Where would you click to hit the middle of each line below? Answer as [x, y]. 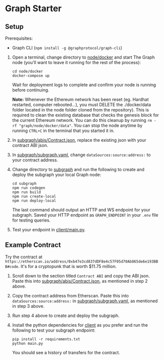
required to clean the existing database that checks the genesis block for [85, 115]
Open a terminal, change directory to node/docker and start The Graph [83, 57]
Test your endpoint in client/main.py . [49, 230]
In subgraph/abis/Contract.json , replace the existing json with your [79, 140]
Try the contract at [24, 257]
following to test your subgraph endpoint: [54, 330]
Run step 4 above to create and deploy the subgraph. [66, 315]
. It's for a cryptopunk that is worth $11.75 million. [67, 266]
